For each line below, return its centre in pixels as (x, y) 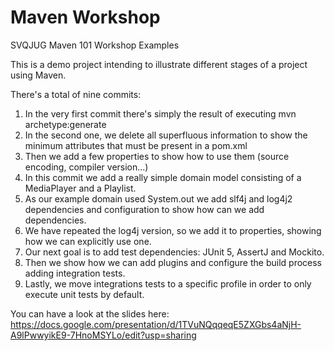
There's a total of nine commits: (76, 94)
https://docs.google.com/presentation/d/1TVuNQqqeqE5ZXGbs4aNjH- (156, 324)
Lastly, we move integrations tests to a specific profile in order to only (168, 283)
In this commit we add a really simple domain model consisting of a (163, 177)
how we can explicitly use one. (88, 241)
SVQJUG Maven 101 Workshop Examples (95, 45)
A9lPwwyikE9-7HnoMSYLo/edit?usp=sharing (103, 335)
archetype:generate (65, 124)
